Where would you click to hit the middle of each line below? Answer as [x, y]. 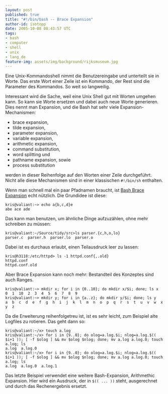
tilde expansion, [29, 128]
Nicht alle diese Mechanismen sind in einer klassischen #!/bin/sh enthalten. [84, 180]
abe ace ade [18, 209]
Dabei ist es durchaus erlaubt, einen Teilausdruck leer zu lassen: [72, 247]
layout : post [19, 10]
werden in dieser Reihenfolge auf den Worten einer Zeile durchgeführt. [78, 175]
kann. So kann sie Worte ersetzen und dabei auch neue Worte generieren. [82, 102]
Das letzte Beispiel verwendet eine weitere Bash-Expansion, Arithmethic [80, 376]
